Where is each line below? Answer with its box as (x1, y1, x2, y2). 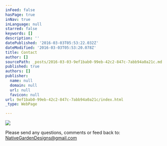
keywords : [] (5, 31, 33, 36)
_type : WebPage (5, 102, 38, 107)
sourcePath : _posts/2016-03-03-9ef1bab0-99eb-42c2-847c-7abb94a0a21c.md (5, 59, 162, 64)
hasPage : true (5, 12, 36, 17)
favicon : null (10, 92, 40, 97)
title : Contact (5, 50, 38, 55)
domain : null (10, 83, 38, 88)
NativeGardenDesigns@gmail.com (5, 135, 77, 141)
